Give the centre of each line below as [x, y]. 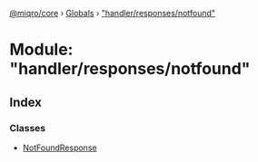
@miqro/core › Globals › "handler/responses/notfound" [113, 13]
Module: [41, 50]
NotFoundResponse [60, 148]
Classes [28, 128]
